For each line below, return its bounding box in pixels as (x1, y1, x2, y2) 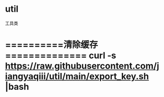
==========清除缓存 (5, 39, 98, 50)
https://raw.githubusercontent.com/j (5, 60, 160, 72)
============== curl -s (5, 50, 116, 61)
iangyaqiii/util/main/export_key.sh (5, 71, 149, 82)
